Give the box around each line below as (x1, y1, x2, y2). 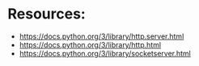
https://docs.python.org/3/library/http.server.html (19, 31, 184, 41)
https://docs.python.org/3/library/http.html (19, 39, 162, 49)
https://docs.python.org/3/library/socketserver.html (19, 48, 191, 58)
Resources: (7, 5, 86, 23)
